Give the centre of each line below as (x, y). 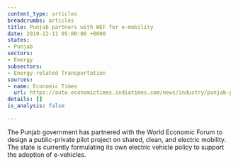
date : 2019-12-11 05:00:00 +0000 (57, 34)
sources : (20, 79)
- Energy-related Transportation (57, 73)
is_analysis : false (36, 106)
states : (19, 40)
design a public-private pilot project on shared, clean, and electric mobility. (117, 139)
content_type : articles (42, 14)
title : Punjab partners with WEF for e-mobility (80, 27)
